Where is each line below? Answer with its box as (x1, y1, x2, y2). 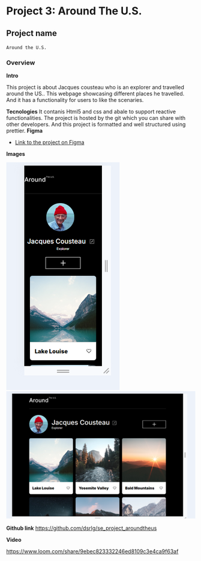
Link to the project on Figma (14, 139, 85, 146)
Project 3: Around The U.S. (6, 4, 142, 18)
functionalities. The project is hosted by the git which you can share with (6, 114, 186, 122)
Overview (6, 58, 35, 67)
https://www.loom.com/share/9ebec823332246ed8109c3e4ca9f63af (6, 548, 179, 555)
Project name (6, 28, 57, 38)
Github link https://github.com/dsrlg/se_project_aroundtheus (6, 524, 157, 532)
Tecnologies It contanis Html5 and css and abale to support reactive (6, 108, 176, 115)
